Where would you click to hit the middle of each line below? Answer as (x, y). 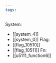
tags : (11, 10)
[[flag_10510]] (26, 45)
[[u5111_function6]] (32, 55)
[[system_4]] (25, 34)
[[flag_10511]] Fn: (29, 50)
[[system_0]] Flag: (31, 39)
